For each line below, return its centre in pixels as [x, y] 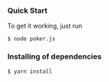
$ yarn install [30, 71]
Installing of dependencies [54, 57]
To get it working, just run [45, 26]
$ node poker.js [31, 39]
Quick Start [27, 11]
